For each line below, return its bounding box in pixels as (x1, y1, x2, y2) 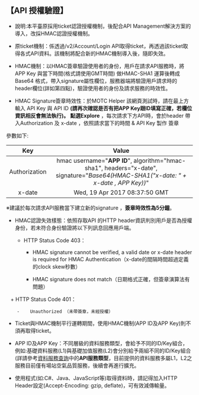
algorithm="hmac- (133, 156, 186, 165)
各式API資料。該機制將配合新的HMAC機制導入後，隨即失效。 (20, 50, 169, 57)
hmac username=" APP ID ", (56, 156, 132, 165)
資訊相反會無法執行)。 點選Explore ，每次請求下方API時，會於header (14, 112, 184, 119)
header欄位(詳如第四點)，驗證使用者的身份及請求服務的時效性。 (14, 85, 171, 92)
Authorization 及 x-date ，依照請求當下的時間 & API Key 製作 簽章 (20, 119, 179, 126)
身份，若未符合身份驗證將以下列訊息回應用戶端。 (14, 224, 134, 231)
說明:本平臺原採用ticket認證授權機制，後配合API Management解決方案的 (14, 23, 191, 30)
